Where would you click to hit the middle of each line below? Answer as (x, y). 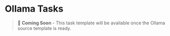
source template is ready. (44, 28)
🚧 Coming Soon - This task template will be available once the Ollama (91, 23)
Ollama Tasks (34, 9)
